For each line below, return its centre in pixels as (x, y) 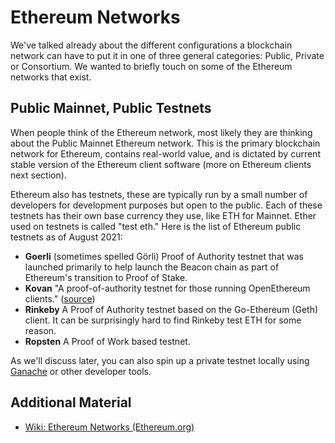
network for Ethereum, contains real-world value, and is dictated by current (165, 153)
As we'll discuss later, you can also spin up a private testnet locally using (160, 360)
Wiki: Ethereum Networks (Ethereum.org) (109, 427)
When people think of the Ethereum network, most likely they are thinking (161, 132)
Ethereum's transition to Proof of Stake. (106, 277)
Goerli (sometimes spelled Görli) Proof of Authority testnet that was (164, 256)
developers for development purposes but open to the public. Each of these (166, 205)
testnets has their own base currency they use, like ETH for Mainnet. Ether (163, 215)
